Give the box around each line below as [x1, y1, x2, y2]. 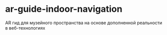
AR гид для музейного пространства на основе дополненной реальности [5, 20, 162, 26]
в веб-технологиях [5, 25, 45, 31]
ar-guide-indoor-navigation [5, 3, 122, 15]
